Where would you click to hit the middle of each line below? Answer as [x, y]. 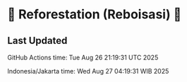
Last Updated [37, 41]
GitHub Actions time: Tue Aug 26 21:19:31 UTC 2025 [83, 57]
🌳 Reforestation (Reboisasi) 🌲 [95, 14]
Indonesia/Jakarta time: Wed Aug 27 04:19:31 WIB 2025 [88, 71]
